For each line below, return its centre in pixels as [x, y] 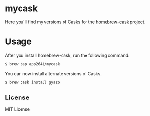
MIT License [18, 109]
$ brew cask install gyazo [32, 82]
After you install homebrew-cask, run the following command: [67, 55]
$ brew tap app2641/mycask [32, 64]
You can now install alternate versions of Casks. [53, 73]
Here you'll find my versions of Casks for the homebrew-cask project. [75, 22]
